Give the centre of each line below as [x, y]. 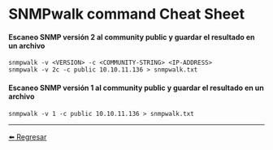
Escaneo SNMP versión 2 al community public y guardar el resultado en [132, 36]
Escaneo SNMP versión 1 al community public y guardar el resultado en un [136, 88]
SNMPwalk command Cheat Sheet [127, 14]
